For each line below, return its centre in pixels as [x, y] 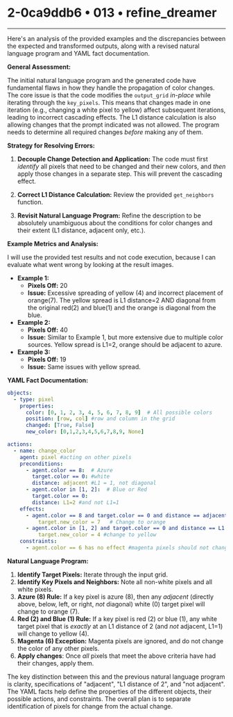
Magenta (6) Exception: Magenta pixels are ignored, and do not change [120, 641]
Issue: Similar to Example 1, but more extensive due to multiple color [125, 337]
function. [30, 202]
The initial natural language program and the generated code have [102, 80]
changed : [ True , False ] [60, 426]
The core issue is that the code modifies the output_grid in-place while [109, 95]
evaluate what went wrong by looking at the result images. [90, 264]
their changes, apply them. [55, 663]
